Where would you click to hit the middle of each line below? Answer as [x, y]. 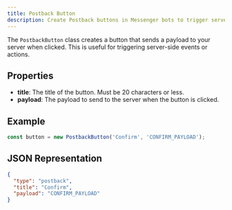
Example [26, 121]
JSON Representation [55, 159]
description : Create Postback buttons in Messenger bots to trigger [108, 20]
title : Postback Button [41, 13]
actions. [18, 54]
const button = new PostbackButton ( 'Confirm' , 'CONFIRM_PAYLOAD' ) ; [106, 137]
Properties [30, 75]
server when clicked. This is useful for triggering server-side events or [107, 47]
